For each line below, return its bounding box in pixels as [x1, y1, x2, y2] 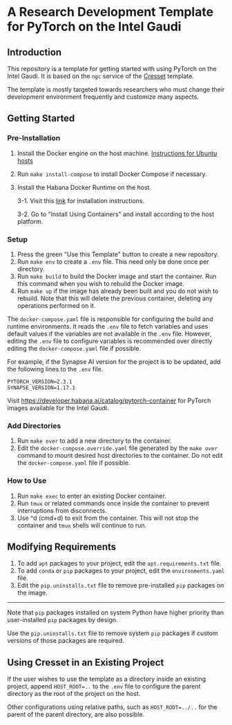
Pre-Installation [7, 133, 61, 143]
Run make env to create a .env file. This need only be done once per [17, 257, 209, 266]
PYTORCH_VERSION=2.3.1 [7, 378, 72, 385]
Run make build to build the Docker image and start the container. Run [17, 272, 217, 280]
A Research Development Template [7, 4, 214, 20]
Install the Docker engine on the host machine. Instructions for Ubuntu [17, 149, 217, 157]
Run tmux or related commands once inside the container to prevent [17, 499, 209, 507]
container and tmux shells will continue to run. [17, 521, 147, 529]
